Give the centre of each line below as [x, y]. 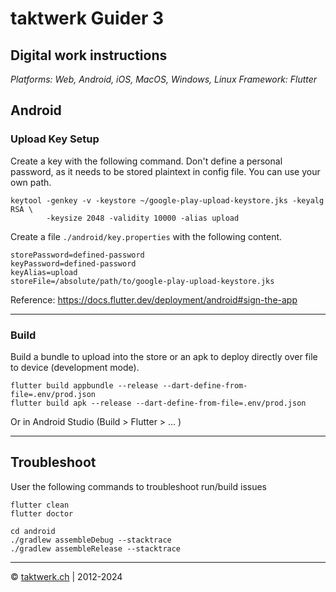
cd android [33, 531]
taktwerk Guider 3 [87, 18]
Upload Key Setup [55, 139]
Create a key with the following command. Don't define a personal [146, 161]
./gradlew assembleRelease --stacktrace [96, 548]
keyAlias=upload [44, 272]
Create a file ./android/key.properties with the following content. [146, 236]
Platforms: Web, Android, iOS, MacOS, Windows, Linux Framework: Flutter [164, 79]
